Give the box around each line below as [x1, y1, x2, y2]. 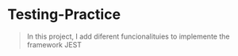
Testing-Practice [7, 6, 121, 24]
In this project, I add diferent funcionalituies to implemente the [26, 32, 230, 41]
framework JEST [26, 39, 83, 49]
